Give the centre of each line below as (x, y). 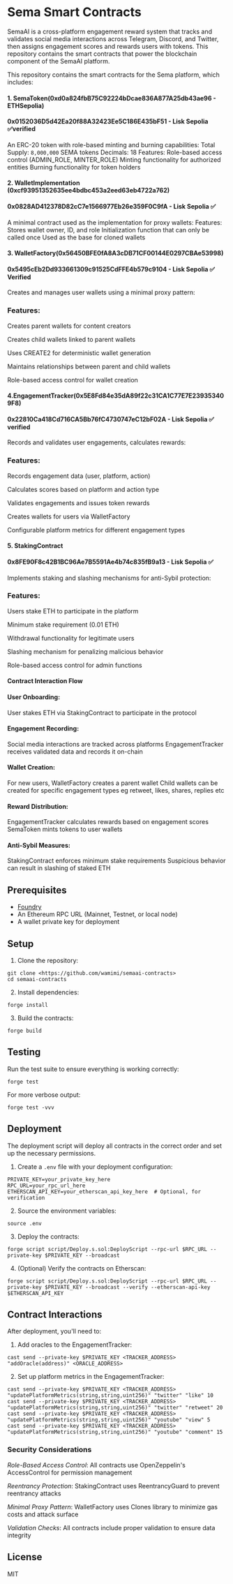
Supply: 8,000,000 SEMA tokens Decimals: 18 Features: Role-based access (115, 152)
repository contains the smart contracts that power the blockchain (102, 54)
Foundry (29, 907)
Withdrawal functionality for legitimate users (71, 638)
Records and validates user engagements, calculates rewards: (97, 442)
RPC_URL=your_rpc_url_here (46, 1186)
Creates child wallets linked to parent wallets (72, 339)
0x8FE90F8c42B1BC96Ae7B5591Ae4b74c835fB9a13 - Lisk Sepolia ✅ (111, 562)
